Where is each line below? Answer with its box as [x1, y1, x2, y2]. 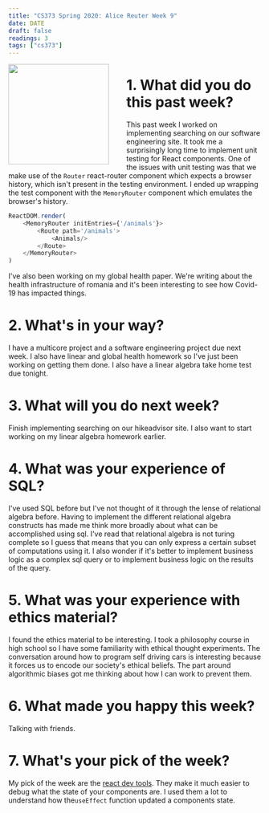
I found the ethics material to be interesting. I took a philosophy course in [8, 635, 251, 644]
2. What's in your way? [8, 316, 165, 335]
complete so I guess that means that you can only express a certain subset [8, 538, 257, 547]
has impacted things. [17, 288, 87, 298]
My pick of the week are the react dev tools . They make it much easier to [8, 778, 251, 787]
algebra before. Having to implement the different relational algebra [8, 512, 231, 522]
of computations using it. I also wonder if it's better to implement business [8, 547, 254, 555]
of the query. [8, 563, 51, 572]
